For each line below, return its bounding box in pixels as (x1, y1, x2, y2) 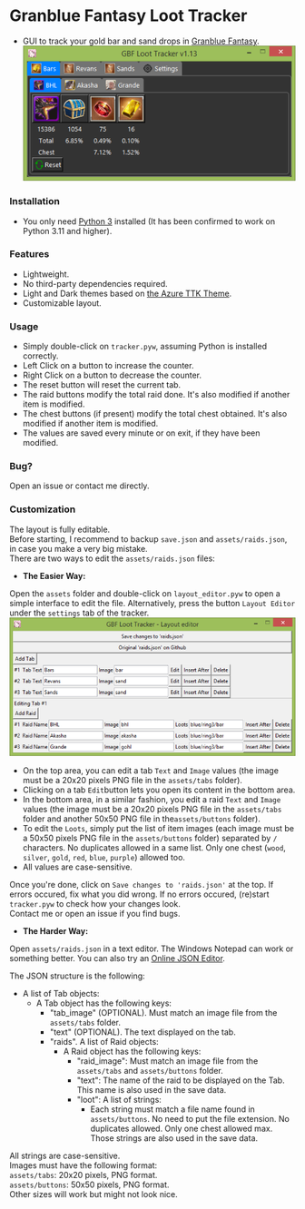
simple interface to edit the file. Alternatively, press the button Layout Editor (9, 597, 296, 608)
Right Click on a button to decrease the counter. (22, 369, 202, 381)
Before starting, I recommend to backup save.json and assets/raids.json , (9, 533, 288, 545)
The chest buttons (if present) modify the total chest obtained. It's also (22, 408, 288, 419)
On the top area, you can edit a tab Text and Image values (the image (22, 765, 280, 776)
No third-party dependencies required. (22, 278, 168, 289)
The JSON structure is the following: (9, 970, 145, 981)
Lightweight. (22, 269, 70, 280)
